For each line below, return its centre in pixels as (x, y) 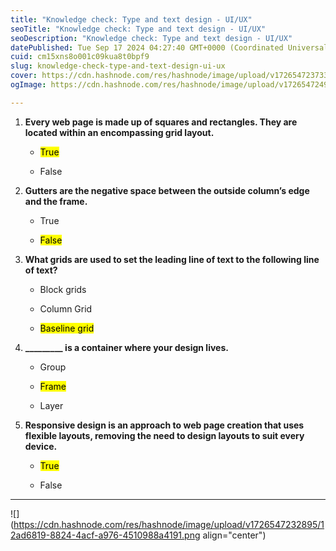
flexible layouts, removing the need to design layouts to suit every (164, 435)
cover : (24, 76)
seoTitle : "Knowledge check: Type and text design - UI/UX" (138, 29)
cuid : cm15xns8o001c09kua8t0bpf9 (80, 57)
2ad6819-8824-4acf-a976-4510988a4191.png (105, 535)
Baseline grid (67, 328)
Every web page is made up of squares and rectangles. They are (161, 122)
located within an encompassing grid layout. (119, 132)
